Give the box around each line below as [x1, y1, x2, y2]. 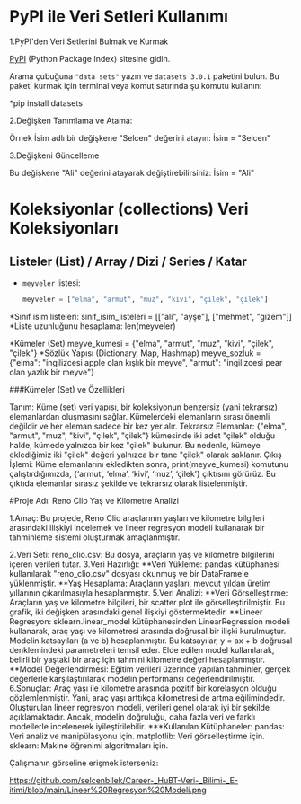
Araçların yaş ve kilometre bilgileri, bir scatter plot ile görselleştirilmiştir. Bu [9, 596, 286, 607]
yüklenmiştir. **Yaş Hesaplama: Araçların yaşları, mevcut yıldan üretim [9, 578, 271, 588]
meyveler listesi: [22, 277, 81, 288]
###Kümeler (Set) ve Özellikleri [9, 384, 126, 394]
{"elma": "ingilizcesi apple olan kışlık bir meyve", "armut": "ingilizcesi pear [9, 357, 283, 367]
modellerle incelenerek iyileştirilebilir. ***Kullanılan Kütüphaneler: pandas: [9, 720, 285, 731]
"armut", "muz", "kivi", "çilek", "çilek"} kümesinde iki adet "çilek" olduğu [9, 429, 276, 441]
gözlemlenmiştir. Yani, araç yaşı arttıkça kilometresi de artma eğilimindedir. [9, 692, 286, 702]
